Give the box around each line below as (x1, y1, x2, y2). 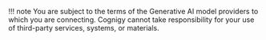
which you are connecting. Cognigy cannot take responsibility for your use (8, 15, 255, 24)
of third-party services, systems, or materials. (8, 24, 160, 32)
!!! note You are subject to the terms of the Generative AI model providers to (8, 7, 259, 16)
